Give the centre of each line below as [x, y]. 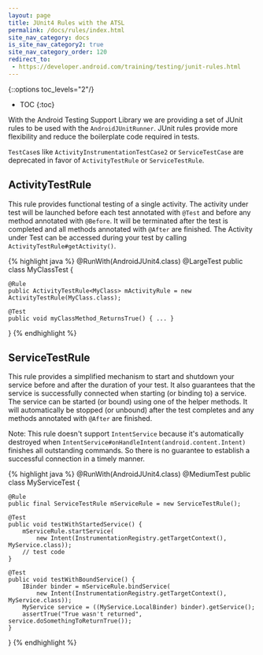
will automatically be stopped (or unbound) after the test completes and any [131, 410]
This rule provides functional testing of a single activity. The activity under [128, 204]
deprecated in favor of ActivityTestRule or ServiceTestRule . [106, 160]
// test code [44, 553]
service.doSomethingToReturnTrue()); [70, 621]
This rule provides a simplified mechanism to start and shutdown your [121, 377]
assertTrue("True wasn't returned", [83, 614]
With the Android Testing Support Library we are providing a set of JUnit [126, 120]
